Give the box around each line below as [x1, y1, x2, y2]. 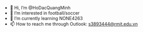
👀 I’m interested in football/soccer [9, 10, 80, 16]
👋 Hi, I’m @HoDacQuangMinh [9, 5, 71, 10]
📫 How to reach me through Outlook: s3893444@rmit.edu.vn [9, 21, 138, 27]
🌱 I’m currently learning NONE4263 [9, 15, 83, 21]
